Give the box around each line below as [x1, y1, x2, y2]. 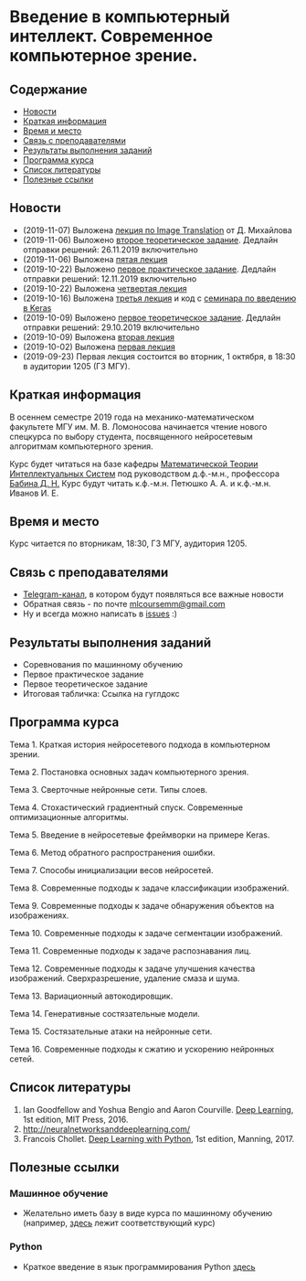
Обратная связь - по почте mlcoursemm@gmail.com [22, 599, 226, 610]
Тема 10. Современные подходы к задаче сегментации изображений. [9, 927, 283, 938]
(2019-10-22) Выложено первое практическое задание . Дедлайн [22, 263, 277, 274]
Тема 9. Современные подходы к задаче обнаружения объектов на [9, 900, 275, 911]
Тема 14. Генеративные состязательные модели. [9, 1008, 201, 1019]
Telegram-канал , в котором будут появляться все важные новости [22, 589, 284, 600]
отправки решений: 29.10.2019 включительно [22, 322, 200, 333]
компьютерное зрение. [9, 46, 198, 66]
